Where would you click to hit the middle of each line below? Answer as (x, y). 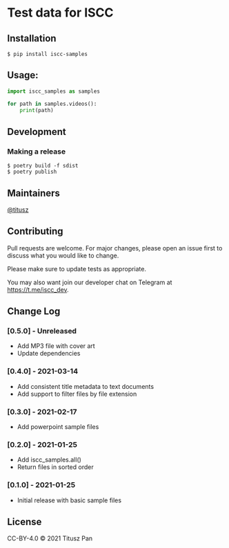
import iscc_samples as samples (53, 91)
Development (37, 132)
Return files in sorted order (56, 467)
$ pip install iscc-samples (48, 54)
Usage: (23, 75)
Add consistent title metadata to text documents (85, 386)
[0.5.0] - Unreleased (42, 331)
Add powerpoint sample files (58, 427)
